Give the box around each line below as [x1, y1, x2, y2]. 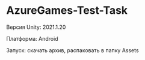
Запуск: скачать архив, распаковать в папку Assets [6, 46, 140, 54]
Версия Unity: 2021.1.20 [6, 23, 66, 31]
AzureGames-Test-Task [6, 4, 128, 17]
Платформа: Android [6, 35, 58, 42]
